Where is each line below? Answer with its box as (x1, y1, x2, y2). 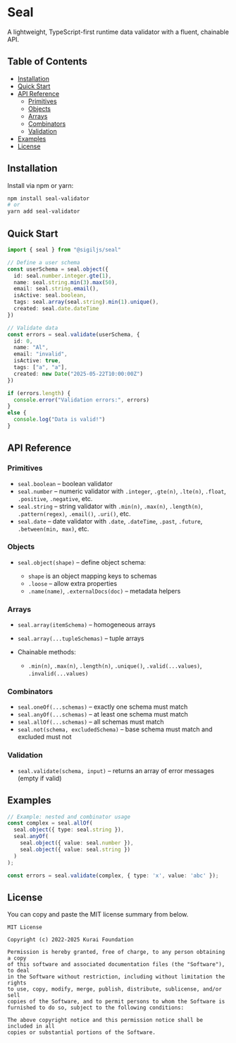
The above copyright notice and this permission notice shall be (7, 1017, 203, 1024)
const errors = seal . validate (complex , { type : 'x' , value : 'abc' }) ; (7, 872, 219, 879)
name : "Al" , (13, 344, 49, 351)
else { (7, 409, 27, 417)
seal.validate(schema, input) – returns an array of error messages (17, 766, 215, 774)
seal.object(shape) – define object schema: (17, 558, 147, 566)
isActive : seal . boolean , (13, 292, 87, 299)
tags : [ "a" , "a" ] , (13, 364, 68, 371)
